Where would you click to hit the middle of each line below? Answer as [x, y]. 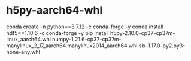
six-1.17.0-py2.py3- [162, 46]
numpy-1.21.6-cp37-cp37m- [87, 39]
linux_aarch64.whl [28, 39]
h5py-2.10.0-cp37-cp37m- [143, 33]
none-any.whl [23, 52]
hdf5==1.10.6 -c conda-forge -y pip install [57, 33]
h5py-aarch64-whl [54, 10]
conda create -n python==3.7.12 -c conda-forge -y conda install [85, 27]
